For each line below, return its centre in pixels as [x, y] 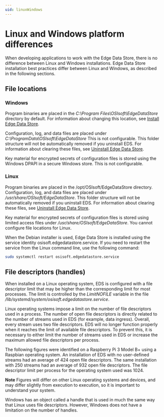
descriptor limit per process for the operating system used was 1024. [75, 370]
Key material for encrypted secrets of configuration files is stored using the [81, 159]
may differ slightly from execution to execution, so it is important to [72, 385]
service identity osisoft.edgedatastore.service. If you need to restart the [78, 243]
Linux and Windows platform [65, 34]
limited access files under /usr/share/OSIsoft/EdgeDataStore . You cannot [79, 222]
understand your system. [30, 391]
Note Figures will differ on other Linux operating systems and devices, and [80, 380]
